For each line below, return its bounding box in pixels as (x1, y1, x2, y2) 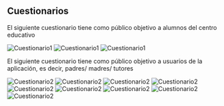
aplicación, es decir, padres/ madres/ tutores (7, 64, 134, 72)
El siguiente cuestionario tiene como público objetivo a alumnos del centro (7, 23, 217, 31)
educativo (7, 31, 36, 39)
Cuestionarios (7, 5, 69, 17)
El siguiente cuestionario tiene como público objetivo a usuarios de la (7, 57, 203, 65)
